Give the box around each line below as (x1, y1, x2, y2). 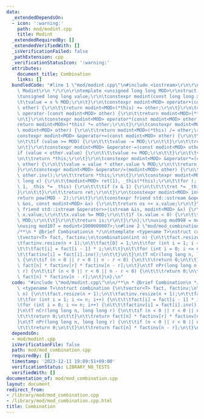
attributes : (12, 65, 42, 72)
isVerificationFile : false (12, 341, 80, 347)
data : (6, 8, 20, 15)
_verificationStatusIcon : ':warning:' (12, 59, 110, 65)
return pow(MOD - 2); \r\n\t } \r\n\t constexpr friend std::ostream (17, 195, 186, 201)
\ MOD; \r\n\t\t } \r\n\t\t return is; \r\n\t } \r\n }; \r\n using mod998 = (17, 218, 191, 224)
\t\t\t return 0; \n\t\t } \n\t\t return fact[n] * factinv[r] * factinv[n (17, 313, 200, 320)
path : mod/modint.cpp (17, 25, 72, 32)
